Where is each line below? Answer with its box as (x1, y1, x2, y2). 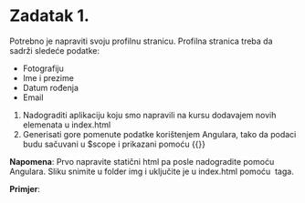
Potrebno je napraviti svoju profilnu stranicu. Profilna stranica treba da (9, 36, 273, 46)
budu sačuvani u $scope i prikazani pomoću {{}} (22, 138, 206, 149)
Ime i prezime (22, 72, 75, 83)
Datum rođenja (22, 82, 79, 93)
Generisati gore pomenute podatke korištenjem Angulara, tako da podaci (22, 128, 297, 139)
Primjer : (9, 183, 41, 194)
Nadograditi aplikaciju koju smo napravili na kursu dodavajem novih (22, 109, 277, 120)
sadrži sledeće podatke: (9, 45, 100, 56)
